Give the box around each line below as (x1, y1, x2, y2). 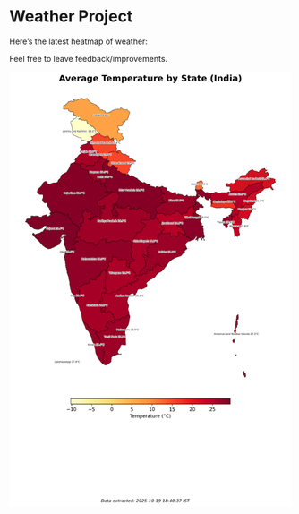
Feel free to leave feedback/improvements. (9, 53, 168, 64)
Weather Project (9, 6, 133, 27)
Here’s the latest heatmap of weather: (9, 36, 148, 47)
